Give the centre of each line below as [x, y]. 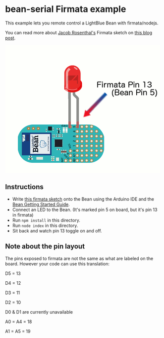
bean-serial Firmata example [66, 9]
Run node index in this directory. [45, 225]
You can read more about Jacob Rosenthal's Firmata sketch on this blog [79, 32]
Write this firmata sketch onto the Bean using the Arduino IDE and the [83, 199]
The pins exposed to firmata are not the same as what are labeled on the [79, 258]
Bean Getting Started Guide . [41, 204]
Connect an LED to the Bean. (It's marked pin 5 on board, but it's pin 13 [85, 210]
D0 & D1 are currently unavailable [39, 312]
